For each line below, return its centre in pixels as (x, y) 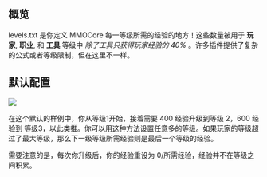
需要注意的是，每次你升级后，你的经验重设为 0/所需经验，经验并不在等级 (128, 155)
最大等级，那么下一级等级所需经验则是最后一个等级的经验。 (120, 138)
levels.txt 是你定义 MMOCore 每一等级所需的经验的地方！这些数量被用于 (127, 35)
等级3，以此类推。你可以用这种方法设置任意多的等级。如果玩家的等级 (138, 128)
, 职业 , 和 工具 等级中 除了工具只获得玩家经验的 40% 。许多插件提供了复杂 (137, 45)
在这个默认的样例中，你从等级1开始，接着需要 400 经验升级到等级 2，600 (130, 118)
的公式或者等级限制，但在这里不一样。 (71, 55)
